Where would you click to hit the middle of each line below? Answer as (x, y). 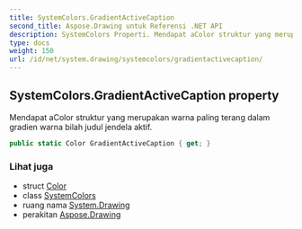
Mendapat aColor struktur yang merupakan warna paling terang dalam (140, 117)
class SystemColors (59, 195)
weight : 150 (31, 51)
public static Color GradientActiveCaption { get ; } (110, 143)
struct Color (44, 186)
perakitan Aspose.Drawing (71, 214)
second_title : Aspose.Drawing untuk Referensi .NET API (116, 26)
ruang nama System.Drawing (76, 205)
